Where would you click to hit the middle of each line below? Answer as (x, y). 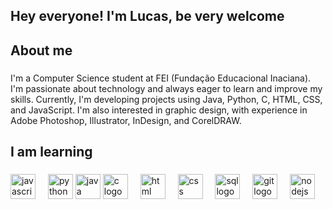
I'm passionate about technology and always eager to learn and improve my (166, 88)
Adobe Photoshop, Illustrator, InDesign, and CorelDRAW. (126, 120)
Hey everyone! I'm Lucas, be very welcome (147, 16)
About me (41, 50)
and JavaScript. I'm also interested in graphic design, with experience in (159, 110)
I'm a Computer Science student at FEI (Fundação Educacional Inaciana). (161, 78)
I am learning (51, 152)
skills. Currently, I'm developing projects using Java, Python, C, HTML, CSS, (166, 99)
